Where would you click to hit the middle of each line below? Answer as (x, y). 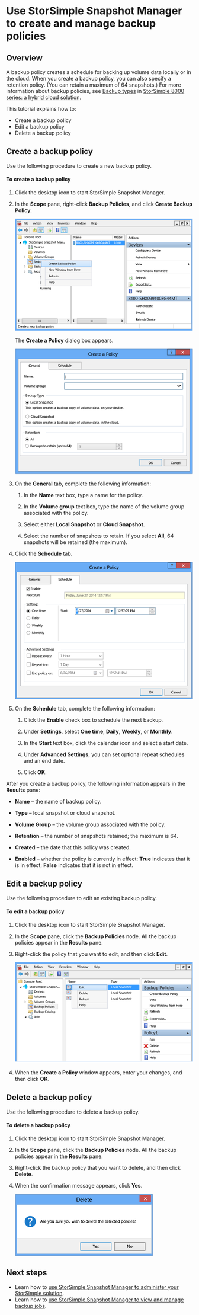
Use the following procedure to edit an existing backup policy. (82, 898)
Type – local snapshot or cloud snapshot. (65, 813)
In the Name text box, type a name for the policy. (83, 495)
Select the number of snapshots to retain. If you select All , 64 (99, 536)
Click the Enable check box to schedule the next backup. (93, 720)
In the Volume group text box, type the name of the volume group (104, 506)
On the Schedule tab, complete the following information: (85, 708)
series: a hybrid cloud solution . (44, 97)
